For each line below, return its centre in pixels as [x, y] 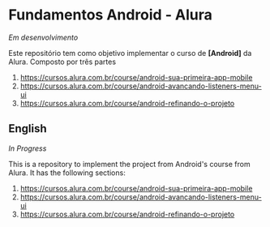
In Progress [28, 148]
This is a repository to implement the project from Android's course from [129, 164]
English [28, 128]
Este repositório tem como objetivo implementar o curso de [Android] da [130, 53]
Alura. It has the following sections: [67, 173]
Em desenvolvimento [43, 37]
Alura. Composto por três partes [62, 62]
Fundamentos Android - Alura [111, 15]
